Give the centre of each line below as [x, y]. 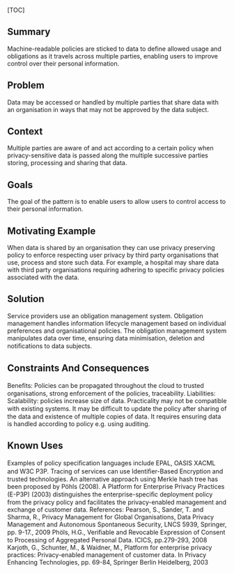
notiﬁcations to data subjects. [50, 346]
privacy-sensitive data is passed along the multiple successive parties [108, 155]
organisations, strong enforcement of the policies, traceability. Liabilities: [111, 393]
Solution [26, 299]
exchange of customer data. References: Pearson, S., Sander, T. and [106, 509]
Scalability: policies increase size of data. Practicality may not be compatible [117, 400]
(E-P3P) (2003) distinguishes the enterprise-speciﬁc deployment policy [110, 494]
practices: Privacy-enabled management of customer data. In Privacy [107, 555]
